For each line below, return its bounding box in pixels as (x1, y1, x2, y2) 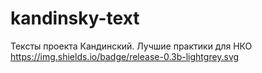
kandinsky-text (10, 7, 140, 30)
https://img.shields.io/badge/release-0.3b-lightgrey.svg (10, 50, 240, 62)
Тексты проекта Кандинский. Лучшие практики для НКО (10, 40, 253, 52)
